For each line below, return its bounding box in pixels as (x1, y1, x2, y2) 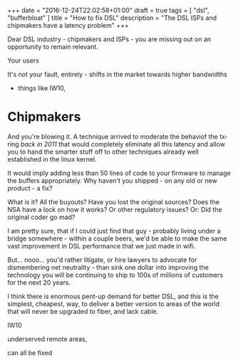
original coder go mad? (7, 213, 76, 221)
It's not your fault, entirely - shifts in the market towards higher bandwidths (7, 70, 228, 78)
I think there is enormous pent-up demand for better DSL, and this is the (7, 292, 219, 300)
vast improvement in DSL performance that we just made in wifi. (7, 241, 196, 250)
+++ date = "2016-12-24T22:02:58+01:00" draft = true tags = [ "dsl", (7, 6, 209, 14)
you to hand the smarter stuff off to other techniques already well (7, 147, 200, 156)
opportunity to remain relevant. (7, 43, 98, 51)
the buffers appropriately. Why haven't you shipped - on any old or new (7, 176, 217, 184)
